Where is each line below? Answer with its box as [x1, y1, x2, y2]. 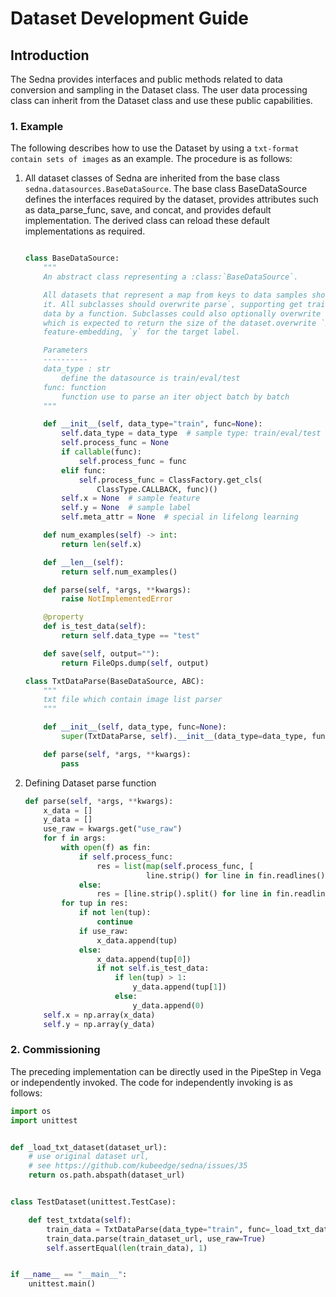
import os [10, 1106, 52, 1116]
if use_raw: [78, 926, 129, 936]
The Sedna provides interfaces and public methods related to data [10, 73, 283, 85]
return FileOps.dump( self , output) [61, 658, 210, 668]
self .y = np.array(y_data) [43, 1019, 156, 1029]
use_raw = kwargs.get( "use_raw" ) [43, 824, 183, 834]
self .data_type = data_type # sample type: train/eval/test [61, 428, 322, 439]
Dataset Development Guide [10, 7, 250, 30]
